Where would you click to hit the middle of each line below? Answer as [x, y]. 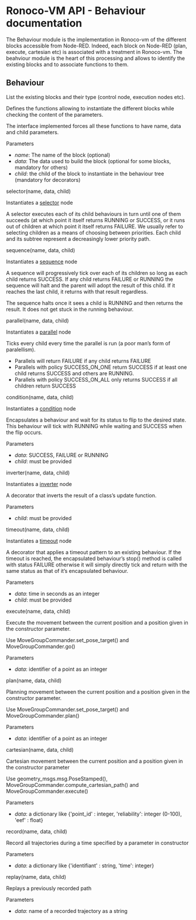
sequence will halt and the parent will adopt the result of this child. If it [91, 285]
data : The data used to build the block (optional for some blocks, [93, 161]
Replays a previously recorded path [49, 888]
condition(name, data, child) [40, 397]
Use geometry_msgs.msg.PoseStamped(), [57, 779]
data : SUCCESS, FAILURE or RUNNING [61, 455]
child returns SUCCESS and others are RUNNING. [74, 373]
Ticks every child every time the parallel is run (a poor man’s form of [88, 343]
